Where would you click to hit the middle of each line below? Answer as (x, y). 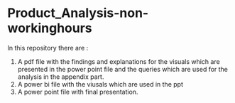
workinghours (50, 28)
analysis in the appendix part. (61, 77)
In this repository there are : (48, 48)
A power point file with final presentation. (78, 92)
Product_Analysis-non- (78, 13)
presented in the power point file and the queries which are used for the (123, 69)
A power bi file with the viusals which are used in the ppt (100, 84)
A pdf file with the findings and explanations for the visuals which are (119, 61)
